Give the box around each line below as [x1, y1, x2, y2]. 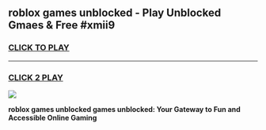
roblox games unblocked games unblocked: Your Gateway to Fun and [8, 104, 241, 113]
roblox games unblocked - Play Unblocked [8, 6, 222, 20]
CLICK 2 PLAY [8, 72, 63, 83]
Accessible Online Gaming [8, 113, 97, 122]
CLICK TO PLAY [8, 43, 70, 54]
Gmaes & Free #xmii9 [8, 19, 116, 32]
